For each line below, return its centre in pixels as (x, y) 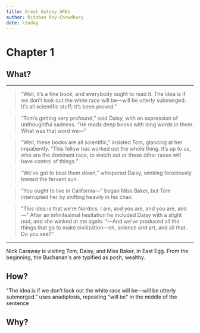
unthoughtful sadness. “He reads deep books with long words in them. (107, 125)
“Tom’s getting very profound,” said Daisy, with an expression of (99, 118)
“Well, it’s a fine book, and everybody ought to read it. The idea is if (103, 94)
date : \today (22, 23)
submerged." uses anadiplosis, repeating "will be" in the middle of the (92, 297)
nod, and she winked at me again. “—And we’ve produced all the (100, 222)
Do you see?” (37, 234)
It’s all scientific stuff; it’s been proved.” (69, 107)
